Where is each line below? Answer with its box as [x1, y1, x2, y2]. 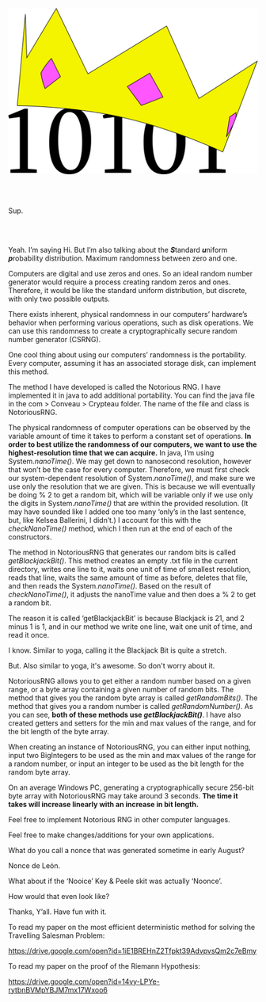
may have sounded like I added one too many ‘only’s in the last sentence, [8, 507, 247, 516]
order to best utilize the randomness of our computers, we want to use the [8, 440, 257, 449]
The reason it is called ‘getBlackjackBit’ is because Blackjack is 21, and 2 [8, 613, 245, 623]
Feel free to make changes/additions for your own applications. [8, 830, 215, 840]
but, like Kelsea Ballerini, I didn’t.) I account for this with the [8, 515, 202, 524]
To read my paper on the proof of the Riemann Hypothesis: [8, 961, 200, 970]
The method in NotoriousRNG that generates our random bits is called [8, 547, 236, 557]
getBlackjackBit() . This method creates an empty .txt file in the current [8, 555, 238, 566]
